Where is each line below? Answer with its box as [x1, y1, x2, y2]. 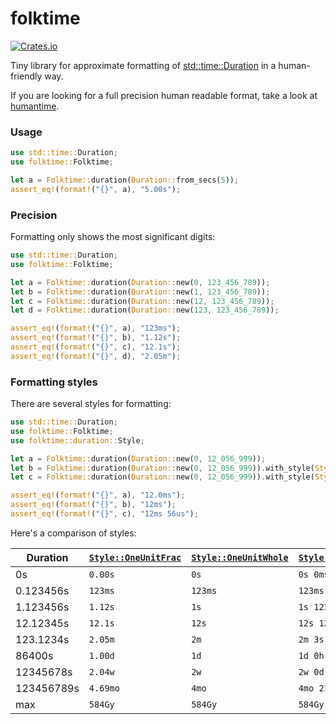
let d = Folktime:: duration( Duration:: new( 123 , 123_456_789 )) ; [10, 305, 280, 316]
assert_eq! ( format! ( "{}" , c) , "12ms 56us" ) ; [10, 509, 199, 519]
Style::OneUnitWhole [191, 552, 289, 563]
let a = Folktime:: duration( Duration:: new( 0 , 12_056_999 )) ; [10, 453, 267, 464]
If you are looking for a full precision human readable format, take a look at [10, 89, 318, 101]
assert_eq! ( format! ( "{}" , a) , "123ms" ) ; [10, 323, 182, 334]
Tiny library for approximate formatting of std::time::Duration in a [10, 59, 277, 71]
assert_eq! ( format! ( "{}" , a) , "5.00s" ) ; [10, 184, 182, 194]
